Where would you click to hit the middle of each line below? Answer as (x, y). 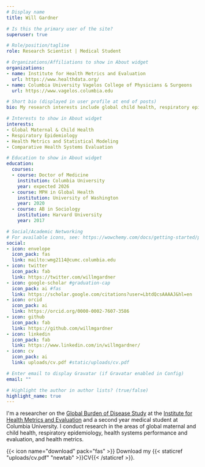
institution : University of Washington (68, 198)
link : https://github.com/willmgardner (63, 328)
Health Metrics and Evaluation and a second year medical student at (92, 420)
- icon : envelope (28, 248)
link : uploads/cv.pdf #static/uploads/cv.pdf (71, 362)
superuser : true (27, 34)
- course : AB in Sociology (46, 209)
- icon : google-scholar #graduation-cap (59, 283)
